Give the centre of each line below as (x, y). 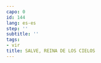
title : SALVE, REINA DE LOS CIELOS (51, 51)
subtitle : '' (23, 34)
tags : (13, 40)
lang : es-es (21, 23)
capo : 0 (16, 12)
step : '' (17, 28)
